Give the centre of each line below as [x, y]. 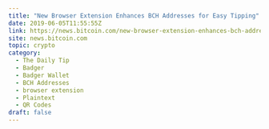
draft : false [30, 113]
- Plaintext [36, 98]
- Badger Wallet [42, 75]
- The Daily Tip [42, 61]
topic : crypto [32, 46]
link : [17, 30]
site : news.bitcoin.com [48, 38]
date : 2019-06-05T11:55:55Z [55, 23]
